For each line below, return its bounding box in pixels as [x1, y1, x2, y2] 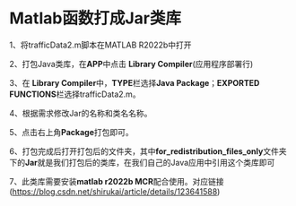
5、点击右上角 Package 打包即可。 [9, 126, 135, 137]
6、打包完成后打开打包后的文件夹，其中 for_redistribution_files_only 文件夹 [9, 145, 287, 157]
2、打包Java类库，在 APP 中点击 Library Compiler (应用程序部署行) [9, 58, 254, 69]
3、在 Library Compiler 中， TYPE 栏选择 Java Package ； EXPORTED [9, 77, 260, 88]
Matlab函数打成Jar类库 [9, 8, 182, 29]
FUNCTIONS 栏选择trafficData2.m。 [9, 89, 141, 99]
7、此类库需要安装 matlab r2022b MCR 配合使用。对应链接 [9, 176, 224, 186]
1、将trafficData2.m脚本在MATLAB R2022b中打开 [9, 39, 192, 50]
